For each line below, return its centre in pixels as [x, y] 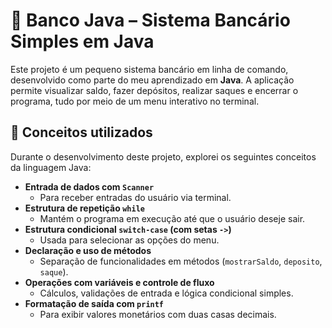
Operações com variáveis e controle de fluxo [119, 282]
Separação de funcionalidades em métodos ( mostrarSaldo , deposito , [181, 261]
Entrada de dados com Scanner [89, 186]
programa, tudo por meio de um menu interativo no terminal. [135, 101]
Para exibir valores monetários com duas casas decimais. [158, 314]
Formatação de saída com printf [94, 303]
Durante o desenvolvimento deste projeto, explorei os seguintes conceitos [163, 156]
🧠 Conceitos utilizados [81, 132]
